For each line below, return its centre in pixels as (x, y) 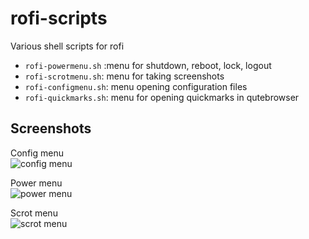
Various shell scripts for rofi (67, 46)
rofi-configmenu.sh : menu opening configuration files (136, 86)
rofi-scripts (59, 18)
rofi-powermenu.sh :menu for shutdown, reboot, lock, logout (148, 65)
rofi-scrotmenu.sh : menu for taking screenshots (124, 76)
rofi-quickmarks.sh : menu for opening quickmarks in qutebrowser (162, 97)
